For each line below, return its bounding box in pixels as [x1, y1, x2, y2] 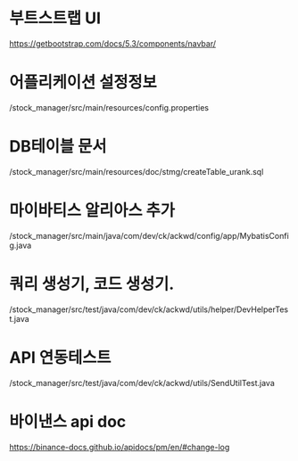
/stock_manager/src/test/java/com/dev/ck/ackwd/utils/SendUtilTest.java [9, 377, 275, 388]
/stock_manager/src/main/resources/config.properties [9, 102, 210, 112]
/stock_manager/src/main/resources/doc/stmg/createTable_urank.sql [9, 166, 264, 177]
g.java [9, 240, 32, 251]
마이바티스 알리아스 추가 [9, 201, 176, 220]
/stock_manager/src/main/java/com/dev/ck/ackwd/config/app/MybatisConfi [9, 230, 290, 241]
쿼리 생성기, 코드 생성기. [9, 274, 175, 294]
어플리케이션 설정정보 [9, 72, 158, 93]
